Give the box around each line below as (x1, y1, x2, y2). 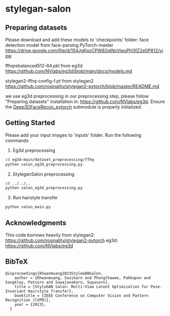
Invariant (5, 289, 26, 294)
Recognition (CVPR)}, (5, 297, 51, 302)
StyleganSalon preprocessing (12, 171, 75, 177)
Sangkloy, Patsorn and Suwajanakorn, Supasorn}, (5, 279, 110, 285)
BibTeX (5, 257, 28, 266)
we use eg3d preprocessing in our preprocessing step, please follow (5, 93, 149, 99)
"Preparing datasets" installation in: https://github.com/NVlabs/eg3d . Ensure (5, 98, 165, 104)
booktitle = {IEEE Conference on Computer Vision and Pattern (14, 293, 149, 298)
